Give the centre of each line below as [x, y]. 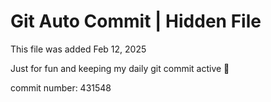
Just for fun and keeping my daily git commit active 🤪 [120, 68]
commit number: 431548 [61, 87]
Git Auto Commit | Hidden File [136, 21]
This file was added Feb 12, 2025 [78, 49]
